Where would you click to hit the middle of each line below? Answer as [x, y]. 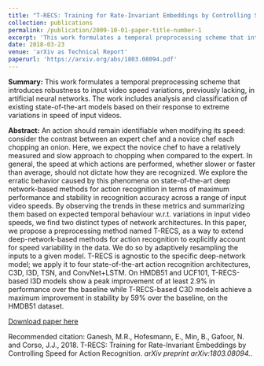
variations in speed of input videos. [65, 115]
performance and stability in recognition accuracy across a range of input [127, 197]
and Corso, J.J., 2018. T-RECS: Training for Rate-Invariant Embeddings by [127, 345]
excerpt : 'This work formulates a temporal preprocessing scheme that [126, 37]
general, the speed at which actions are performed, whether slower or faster [132, 164]
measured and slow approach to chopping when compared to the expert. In [130, 155]
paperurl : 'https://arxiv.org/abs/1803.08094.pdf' [93, 60]
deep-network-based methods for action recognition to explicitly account [127, 239]
